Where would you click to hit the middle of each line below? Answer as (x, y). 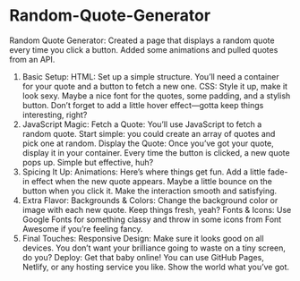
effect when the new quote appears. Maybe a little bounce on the (152, 181)
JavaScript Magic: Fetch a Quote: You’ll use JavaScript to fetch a (142, 124)
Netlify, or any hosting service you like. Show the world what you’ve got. (155, 267)
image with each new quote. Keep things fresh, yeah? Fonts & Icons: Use (157, 209)
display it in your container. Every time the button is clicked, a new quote (156, 152)
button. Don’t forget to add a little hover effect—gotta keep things (143, 105)
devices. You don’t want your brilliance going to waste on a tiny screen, (154, 248)
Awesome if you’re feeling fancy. (82, 228)
